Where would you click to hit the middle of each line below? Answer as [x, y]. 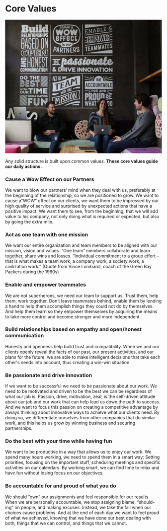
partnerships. [19, 428]
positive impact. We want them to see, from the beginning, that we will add [82, 211]
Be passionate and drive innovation [49, 375]
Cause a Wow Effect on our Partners [50, 179]
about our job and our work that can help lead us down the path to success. [83, 402]
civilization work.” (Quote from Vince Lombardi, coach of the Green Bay [78, 267]
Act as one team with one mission [47, 234]
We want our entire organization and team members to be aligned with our [81, 245]
